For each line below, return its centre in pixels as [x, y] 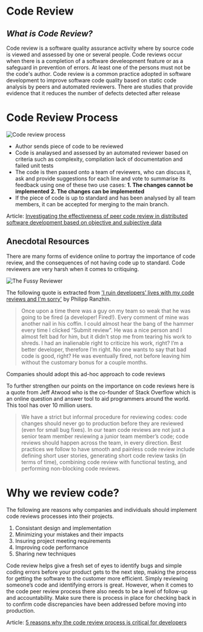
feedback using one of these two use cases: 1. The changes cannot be [104, 185]
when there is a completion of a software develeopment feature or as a [95, 61]
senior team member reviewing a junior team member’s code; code [105, 436]
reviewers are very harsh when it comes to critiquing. [73, 269]
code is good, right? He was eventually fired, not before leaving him [106, 355]
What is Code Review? [49, 34]
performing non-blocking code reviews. [71, 468]
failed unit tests [34, 166]
